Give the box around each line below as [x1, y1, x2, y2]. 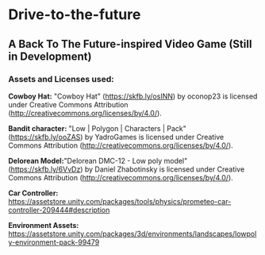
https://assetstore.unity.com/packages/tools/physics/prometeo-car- [8, 196, 232, 206]
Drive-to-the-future [8, 6, 141, 24]
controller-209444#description [8, 205, 110, 214]
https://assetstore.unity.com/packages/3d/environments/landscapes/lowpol [8, 229, 257, 238]
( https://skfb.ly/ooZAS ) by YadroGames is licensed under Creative [8, 132, 225, 141]
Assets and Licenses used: [8, 73, 114, 84]
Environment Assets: [8, 220, 79, 230]
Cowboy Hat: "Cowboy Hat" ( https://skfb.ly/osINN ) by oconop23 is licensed [8, 91, 258, 101]
